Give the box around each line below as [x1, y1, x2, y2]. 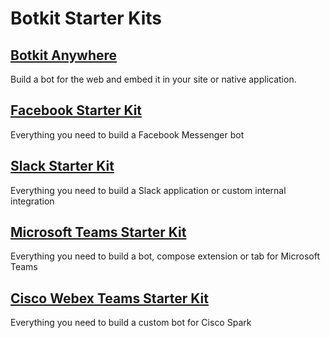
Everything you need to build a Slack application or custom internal [10, 184, 287, 196]
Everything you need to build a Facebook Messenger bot [10, 128, 245, 141]
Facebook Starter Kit [10, 102, 143, 119]
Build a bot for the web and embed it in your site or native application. [10, 73, 297, 85]
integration [10, 195, 55, 207]
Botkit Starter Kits [10, 7, 163, 30]
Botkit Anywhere [10, 47, 118, 64]
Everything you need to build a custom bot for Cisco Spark [10, 317, 252, 329]
